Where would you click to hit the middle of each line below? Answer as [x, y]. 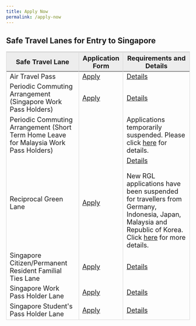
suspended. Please [156, 135]
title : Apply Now [27, 11]
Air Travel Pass [33, 76]
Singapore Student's [41, 306]
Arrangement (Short [41, 128]
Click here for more [156, 237]
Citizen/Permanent [38, 263]
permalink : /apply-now [34, 17]
